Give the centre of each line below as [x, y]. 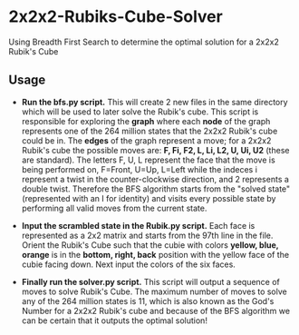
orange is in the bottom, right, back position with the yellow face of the [155, 254]
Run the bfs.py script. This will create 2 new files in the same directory [154, 102]
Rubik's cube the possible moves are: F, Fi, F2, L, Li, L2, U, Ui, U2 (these [155, 150]
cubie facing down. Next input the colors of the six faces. [129, 264]
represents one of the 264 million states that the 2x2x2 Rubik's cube [149, 131]
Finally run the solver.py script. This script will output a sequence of [150, 281]
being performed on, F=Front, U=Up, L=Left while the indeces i [139, 169]
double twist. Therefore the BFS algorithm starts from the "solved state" [156, 189]
